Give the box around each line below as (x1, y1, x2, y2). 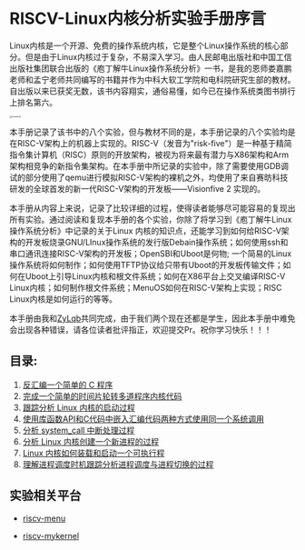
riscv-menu (22, 513, 66, 524)
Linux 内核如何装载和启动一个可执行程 (22, 447, 165, 458)
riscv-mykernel (22, 530, 80, 541)
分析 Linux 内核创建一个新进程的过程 (22, 435, 160, 446)
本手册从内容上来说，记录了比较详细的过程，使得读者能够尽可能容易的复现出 (9, 202, 296, 214)
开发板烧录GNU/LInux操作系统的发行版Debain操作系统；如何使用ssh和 (25, 236, 289, 247)
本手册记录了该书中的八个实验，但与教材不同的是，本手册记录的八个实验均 (9, 126, 288, 137)
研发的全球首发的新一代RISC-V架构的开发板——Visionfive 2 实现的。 (9, 183, 266, 194)
